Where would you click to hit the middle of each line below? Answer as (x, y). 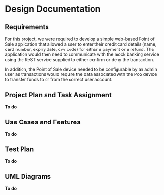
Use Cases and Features (43, 122)
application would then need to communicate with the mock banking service (82, 54)
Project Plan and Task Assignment (58, 95)
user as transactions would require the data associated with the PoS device (81, 74)
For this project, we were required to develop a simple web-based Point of (80, 39)
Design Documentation (53, 9)
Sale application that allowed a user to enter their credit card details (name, (81, 44)
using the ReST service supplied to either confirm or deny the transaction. (80, 60)
